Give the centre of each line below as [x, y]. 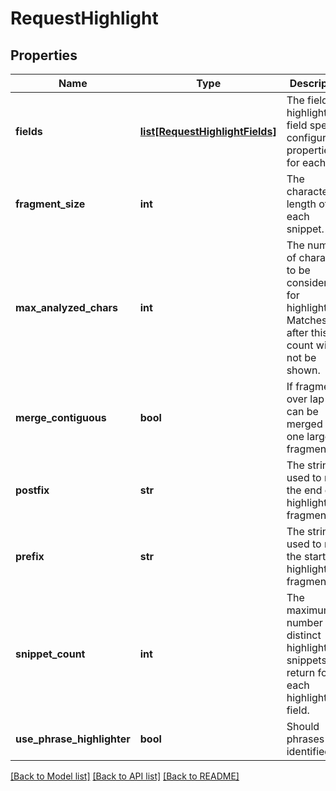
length [301, 204]
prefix [30, 556]
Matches [307, 320]
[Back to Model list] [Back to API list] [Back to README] [125, 776]
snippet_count [50, 654]
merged [304, 424]
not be [301, 357]
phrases [305, 739]
